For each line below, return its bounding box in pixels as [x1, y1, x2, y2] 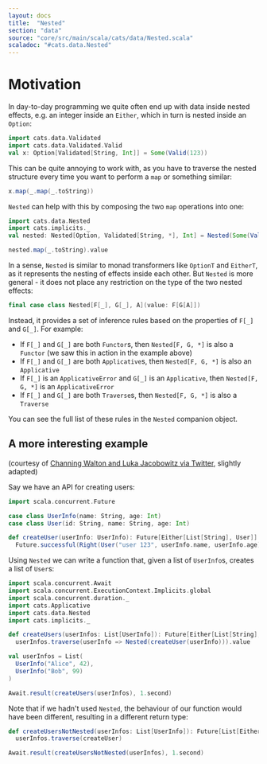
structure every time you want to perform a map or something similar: [8, 172, 233, 181]
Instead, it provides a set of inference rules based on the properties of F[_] [8, 315, 254, 325]
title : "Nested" [8, 19, 66, 27]
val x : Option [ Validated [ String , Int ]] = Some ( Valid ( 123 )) [8, 149, 208, 157]
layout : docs [8, 11, 52, 20]
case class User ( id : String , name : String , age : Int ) [8, 519, 191, 528]
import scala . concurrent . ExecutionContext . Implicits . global [8, 587, 212, 594]
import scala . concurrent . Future [8, 497, 115, 505]
